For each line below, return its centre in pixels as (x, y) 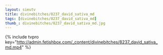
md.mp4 (13, 47)
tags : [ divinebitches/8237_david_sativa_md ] (51, 18)
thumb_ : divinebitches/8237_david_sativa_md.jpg (55, 23)
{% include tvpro (22, 37)
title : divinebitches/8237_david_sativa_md (50, 14)
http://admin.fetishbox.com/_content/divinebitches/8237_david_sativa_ (87, 42)
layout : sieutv (20, 9)
